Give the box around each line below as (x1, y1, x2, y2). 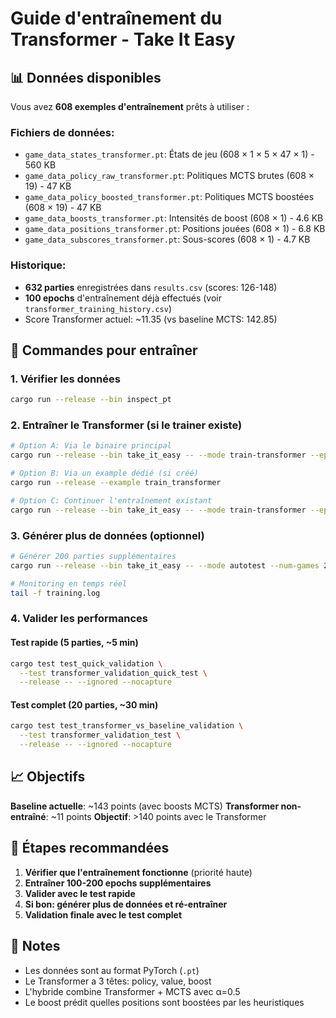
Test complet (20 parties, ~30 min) (10, 698, 159, 711)
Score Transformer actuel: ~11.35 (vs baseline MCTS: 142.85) (24, 313, 278, 325)
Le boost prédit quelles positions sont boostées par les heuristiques (24, 996, 305, 1008)
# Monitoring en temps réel (10, 578, 128, 589)
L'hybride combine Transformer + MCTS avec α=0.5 (24, 985, 241, 997)
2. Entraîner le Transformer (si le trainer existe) (10, 418, 243, 432)
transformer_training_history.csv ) (24, 302, 172, 314)
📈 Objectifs (10, 768, 86, 786)
